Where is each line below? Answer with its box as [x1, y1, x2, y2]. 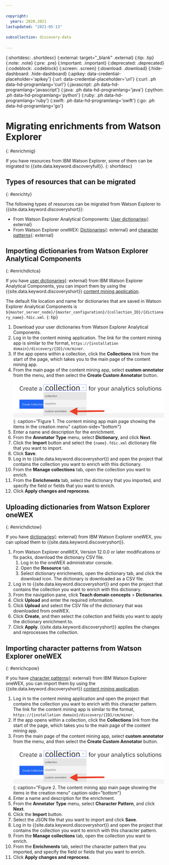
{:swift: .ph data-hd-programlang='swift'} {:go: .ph [50, 97, 155, 103]
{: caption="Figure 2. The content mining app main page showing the [13, 785, 156, 791]
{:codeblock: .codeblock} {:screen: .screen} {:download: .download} [6, 65, 147, 71]
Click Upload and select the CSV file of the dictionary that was [13, 603, 143, 609]
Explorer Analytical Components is [6, 303, 77, 310]
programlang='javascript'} [6, 86, 60, 93]
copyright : [6, 13, 29, 19]
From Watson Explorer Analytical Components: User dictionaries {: [13, 216, 150, 222]
